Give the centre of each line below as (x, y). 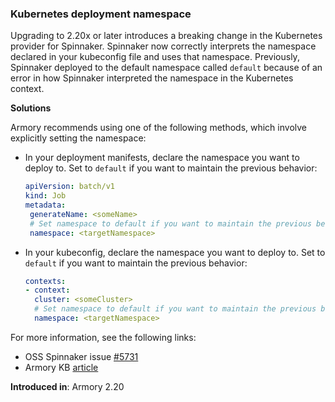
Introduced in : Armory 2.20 (67, 386)
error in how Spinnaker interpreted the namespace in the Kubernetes (152, 78)
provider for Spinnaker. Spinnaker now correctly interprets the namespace (163, 46)
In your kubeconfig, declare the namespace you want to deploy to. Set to (175, 252)
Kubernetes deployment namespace (101, 14)
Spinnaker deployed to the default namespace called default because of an (166, 68)
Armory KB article (61, 367)
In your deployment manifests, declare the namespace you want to (162, 158)
